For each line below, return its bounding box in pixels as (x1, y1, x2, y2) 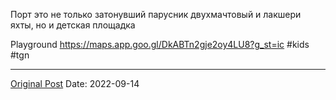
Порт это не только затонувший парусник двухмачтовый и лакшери (10, 9, 302, 20)
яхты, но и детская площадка (10, 19, 136, 31)
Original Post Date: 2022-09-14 (10, 78, 140, 89)
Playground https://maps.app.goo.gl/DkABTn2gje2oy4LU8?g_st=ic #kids (10, 39, 310, 50)
